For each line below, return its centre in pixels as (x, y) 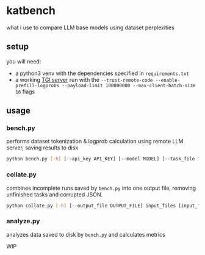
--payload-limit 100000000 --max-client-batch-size (129, 85)
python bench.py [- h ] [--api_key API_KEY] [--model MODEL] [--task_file (101, 159)
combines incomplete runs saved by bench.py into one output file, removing (101, 188)
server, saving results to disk (42, 148)
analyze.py (23, 221)
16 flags (25, 92)
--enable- (168, 80)
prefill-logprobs (37, 85)
